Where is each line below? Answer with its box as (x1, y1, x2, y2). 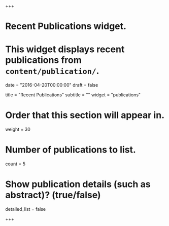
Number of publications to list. (5, 144, 136, 156)
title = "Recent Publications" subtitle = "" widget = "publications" (5, 92, 141, 98)
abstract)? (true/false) (5, 190, 101, 201)
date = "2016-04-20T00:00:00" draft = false (5, 82, 98, 88)
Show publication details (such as (5, 178, 151, 190)
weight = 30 (5, 126, 30, 132)
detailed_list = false (5, 206, 46, 212)
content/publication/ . (5, 65, 99, 77)
